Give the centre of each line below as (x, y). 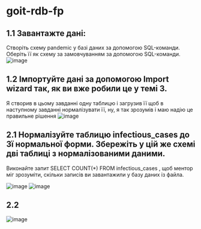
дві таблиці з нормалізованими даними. (86, 154)
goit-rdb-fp (35, 11)
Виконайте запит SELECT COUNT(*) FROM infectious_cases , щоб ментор (100, 168)
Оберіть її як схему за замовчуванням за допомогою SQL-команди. (94, 54)
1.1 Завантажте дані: (46, 33)
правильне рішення (31, 116)
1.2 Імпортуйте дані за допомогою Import (88, 79)
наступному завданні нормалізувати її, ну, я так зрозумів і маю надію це (100, 109)
